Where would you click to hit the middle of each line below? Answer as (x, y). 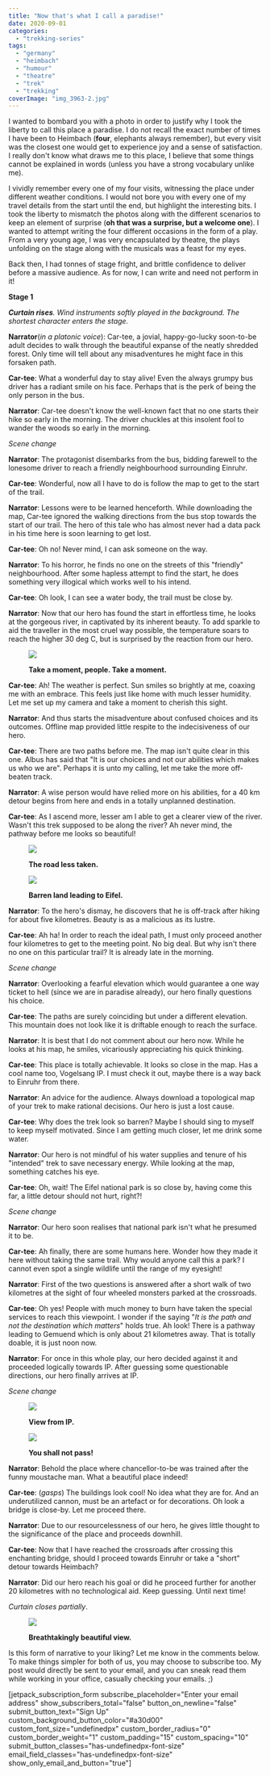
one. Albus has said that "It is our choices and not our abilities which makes (134, 760)
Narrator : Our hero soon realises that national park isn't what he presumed (133, 1227)
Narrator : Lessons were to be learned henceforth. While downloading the (130, 508)
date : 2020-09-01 (37, 23)
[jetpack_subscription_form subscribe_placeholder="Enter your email (124, 1694)
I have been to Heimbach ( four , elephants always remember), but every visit (135, 139)
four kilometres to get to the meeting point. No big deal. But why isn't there (133, 944)
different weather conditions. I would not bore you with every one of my (127, 197)
